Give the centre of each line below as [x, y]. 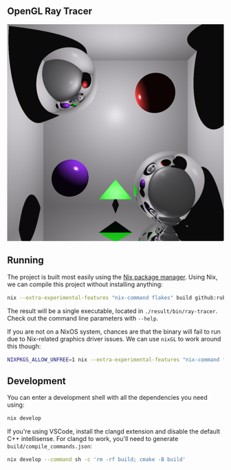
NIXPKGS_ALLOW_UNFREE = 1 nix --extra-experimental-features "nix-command [113, 360]
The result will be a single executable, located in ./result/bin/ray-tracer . [112, 311]
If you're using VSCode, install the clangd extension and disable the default [114, 431]
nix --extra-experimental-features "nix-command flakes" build [100, 298]
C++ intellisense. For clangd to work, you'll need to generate [93, 439]
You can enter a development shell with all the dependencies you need [107, 398]
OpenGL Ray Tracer [50, 11]
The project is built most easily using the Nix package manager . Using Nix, [112, 277]
